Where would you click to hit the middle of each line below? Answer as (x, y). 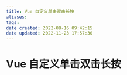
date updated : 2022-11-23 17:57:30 (49, 33)
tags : (13, 22)
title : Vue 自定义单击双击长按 (40, 11)
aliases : (17, 17)
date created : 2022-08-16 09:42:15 (49, 28)
